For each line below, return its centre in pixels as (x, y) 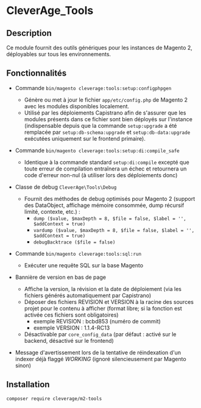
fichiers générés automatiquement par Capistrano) (88, 295)
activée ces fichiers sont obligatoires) (71, 315)
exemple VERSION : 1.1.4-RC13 (72, 328)
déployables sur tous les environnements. (59, 54)
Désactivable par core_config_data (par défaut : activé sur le (100, 334)
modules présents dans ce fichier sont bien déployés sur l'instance (108, 119)
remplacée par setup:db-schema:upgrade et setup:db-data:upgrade (107, 132)
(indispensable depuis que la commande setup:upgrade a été (100, 125)
